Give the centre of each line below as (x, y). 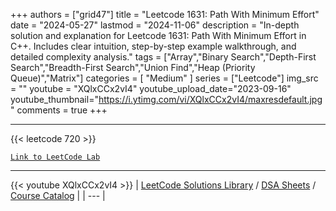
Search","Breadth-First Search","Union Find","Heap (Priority (133, 67)
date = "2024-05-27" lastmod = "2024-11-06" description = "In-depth (155, 25)
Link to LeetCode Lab (55, 157)
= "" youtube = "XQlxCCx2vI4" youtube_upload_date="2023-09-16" (151, 88)
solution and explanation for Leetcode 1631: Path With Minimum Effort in (158, 35)
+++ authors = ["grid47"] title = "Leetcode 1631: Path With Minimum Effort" (165, 14)
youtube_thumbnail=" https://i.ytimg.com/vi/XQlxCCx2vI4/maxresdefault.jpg (166, 99)
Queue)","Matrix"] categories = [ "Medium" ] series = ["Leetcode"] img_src (164, 78)
